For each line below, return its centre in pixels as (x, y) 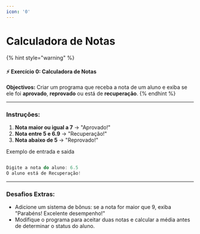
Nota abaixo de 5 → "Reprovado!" (57, 140)
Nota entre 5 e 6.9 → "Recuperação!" (61, 134)
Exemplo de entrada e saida (40, 152)
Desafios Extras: (31, 194)
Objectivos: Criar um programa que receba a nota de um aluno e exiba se (97, 87)
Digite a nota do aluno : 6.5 (42, 168)
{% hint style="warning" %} (40, 58)
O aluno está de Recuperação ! (44, 173)
